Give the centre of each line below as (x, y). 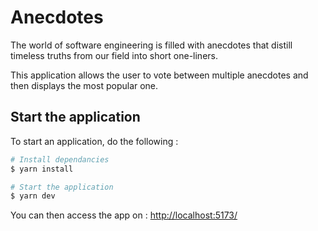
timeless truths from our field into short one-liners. (114, 55)
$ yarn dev (33, 196)
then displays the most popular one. (84, 85)
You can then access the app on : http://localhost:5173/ (124, 215)
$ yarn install (42, 169)
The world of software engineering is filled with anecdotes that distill (151, 45)
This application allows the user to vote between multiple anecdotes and (159, 75)
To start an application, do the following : (94, 141)
